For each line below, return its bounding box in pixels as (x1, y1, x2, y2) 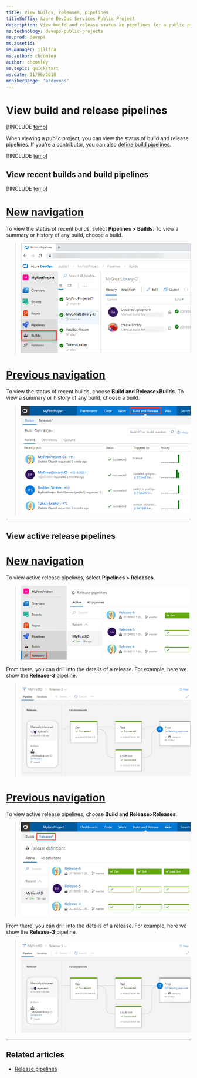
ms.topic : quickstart (6, 65, 59, 71)
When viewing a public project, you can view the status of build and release (6, 135, 189, 142)
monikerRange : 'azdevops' (6, 78, 69, 84)
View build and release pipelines (6, 104, 168, 117)
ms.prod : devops (6, 34, 46, 41)
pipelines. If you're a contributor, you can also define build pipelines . (6, 141, 172, 148)
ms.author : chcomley (6, 53, 57, 59)
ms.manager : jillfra (6, 47, 57, 53)
